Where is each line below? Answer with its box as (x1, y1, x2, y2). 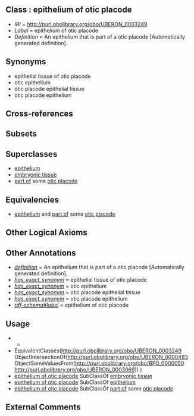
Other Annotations (5, 248, 76, 258)
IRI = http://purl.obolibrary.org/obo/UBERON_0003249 (14, 20, 148, 27)
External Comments (5, 402, 81, 412)
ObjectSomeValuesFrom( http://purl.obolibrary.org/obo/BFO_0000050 (14, 360, 184, 367)
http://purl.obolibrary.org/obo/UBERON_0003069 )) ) (14, 366, 142, 373)
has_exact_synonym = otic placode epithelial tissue (14, 289, 140, 296)
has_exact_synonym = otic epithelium (14, 282, 107, 290)
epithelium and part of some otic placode (14, 210, 115, 218)
